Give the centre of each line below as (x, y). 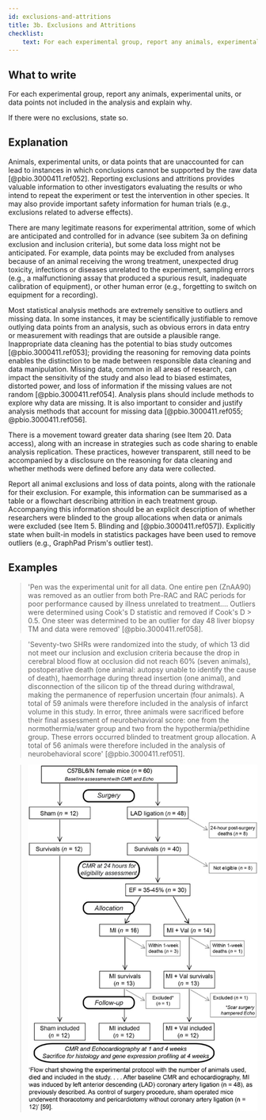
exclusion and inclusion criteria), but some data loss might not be (114, 244)
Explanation (38, 143)
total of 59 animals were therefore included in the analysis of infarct (138, 703)
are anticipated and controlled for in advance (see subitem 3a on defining (128, 236)
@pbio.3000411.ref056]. (47, 419)
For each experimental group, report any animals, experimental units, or (125, 94)
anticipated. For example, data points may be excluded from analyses (122, 253)
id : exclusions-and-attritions (60, 17)
